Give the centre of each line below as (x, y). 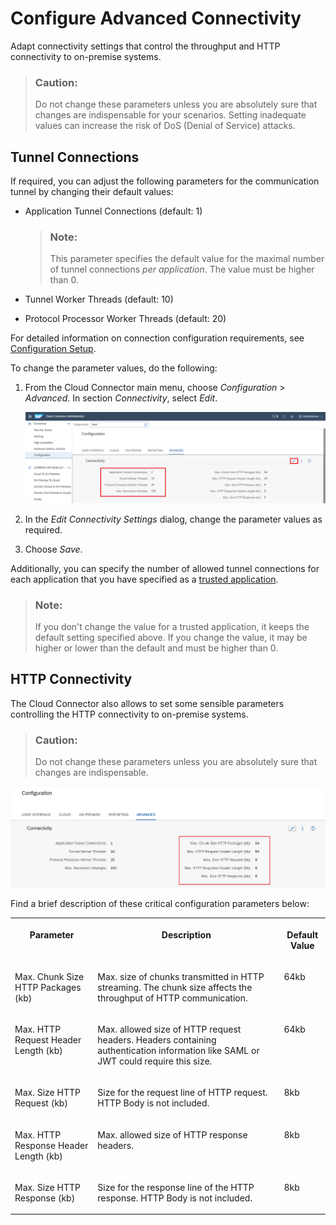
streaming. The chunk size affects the (175, 987)
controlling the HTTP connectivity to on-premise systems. (129, 714)
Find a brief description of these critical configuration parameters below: (160, 904)
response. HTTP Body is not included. (175, 1198)
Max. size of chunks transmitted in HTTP (181, 976)
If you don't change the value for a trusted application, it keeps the (172, 626)
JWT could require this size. (155, 1061)
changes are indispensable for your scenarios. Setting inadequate (170, 115)
